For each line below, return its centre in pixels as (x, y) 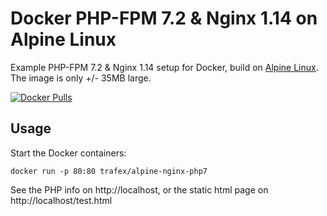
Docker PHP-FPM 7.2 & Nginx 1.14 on (164, 18)
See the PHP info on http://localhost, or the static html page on (139, 189)
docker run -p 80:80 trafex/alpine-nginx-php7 (109, 171)
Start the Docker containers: (68, 153)
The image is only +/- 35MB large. (81, 78)
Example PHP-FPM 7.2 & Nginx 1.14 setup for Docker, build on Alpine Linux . (164, 67)
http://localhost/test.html (61, 200)
